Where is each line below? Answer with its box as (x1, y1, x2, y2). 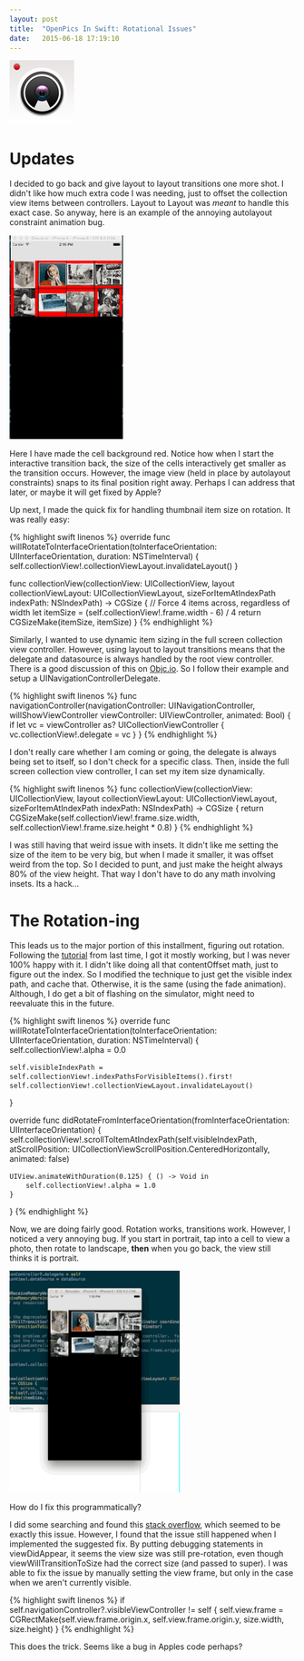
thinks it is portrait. (9, 1253, 80, 1263)
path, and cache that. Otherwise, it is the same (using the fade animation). (9, 978, 287, 989)
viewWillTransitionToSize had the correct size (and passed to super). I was (9, 1558, 289, 1569)
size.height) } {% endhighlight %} (9, 1624, 134, 1635)
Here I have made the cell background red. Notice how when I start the (9, 448, 274, 459)
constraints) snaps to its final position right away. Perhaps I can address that (9, 477, 296, 488)
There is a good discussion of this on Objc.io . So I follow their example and (9, 663, 289, 674)
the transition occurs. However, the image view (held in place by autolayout (9, 467, 291, 478)
